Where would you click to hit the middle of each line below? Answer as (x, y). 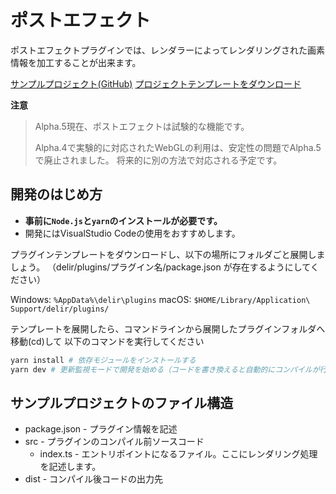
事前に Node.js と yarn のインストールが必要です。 (123, 220)
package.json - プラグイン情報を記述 (101, 429)
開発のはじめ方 (56, 194)
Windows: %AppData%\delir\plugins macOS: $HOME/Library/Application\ (160, 299)
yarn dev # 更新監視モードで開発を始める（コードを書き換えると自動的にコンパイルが (165, 369)
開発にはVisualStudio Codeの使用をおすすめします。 (132, 233)
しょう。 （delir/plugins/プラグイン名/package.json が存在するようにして (160, 267)
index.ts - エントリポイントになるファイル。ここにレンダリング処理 (178, 454)
